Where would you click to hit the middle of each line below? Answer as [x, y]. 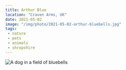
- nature [17, 33]
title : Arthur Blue [26, 10]
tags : [11, 29]
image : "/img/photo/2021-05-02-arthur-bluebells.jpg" [64, 24]
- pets [14, 39]
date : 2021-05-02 [24, 19]
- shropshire [21, 48]
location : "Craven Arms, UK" [36, 15]
